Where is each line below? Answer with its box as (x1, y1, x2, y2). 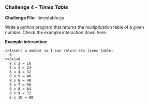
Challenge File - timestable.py (5, 15, 64, 21)
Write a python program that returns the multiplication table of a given (5, 24, 144, 30)
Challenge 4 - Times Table (5, 4, 69, 11)
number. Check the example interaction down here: (5, 30, 107, 35)
